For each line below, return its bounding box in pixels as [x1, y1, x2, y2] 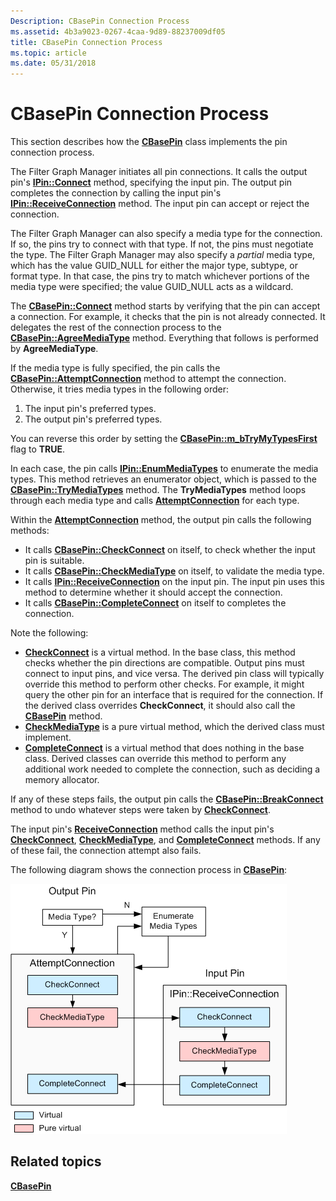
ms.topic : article [10, 48, 87, 58]
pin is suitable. [24, 555, 85, 567]
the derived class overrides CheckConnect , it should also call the [24, 700, 296, 712]
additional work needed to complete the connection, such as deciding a [24, 763, 321, 775]
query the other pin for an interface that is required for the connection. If [24, 689, 324, 701]
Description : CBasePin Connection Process [10, 16, 190, 26]
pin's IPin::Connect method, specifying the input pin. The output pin [10, 176, 293, 189]
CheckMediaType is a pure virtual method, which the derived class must [24, 721, 325, 733]
